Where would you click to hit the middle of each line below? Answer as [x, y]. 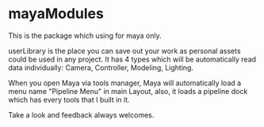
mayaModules [56, 14]
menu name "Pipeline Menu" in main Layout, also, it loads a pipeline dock [128, 91]
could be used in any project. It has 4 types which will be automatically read [132, 59]
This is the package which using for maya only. [85, 35]
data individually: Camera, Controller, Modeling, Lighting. [101, 67]
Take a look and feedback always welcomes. [81, 114]
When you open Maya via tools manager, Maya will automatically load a [125, 83]
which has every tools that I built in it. [69, 99]
